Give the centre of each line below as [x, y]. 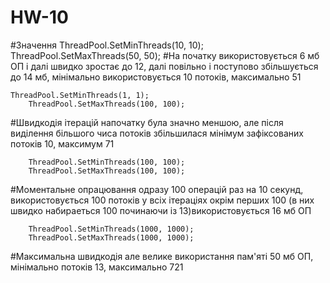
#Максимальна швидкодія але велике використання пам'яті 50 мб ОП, [162, 256]
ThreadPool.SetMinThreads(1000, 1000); [111, 229]
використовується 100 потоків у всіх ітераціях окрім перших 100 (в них [162, 200]
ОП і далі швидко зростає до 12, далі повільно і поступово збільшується [164, 66]
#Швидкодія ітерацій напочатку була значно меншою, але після [147, 122]
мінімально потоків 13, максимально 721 [97, 267]
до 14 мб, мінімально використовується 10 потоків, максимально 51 [156, 77]
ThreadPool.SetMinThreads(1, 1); [80, 95]
